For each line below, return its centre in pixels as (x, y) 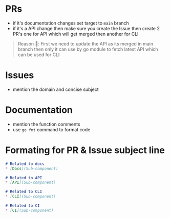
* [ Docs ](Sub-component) (32, 168)
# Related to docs (25, 164)
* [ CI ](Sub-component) (29, 210)
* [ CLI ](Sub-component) (31, 197)
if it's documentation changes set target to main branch (71, 23)
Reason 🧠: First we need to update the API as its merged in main (86, 43)
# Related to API (24, 178)
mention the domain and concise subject (56, 89)
